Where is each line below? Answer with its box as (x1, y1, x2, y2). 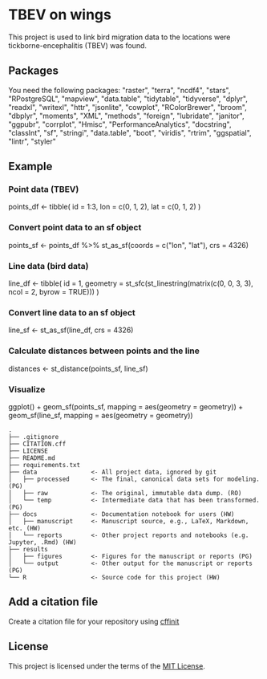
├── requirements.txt (8, 461, 81, 469)
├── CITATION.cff (8, 440, 67, 448)
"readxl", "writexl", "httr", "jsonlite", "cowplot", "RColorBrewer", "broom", (8, 102, 247, 112)
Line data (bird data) (8, 260, 89, 271)
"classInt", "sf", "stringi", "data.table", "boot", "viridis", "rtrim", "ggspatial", (8, 128, 252, 137)
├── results (8, 545, 48, 553)
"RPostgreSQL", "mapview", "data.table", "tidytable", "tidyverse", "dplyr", (8, 94, 249, 104)
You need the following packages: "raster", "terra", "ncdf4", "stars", (8, 85, 231, 95)
